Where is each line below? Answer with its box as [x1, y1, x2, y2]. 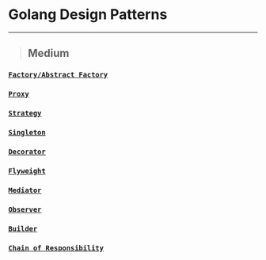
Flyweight [8, 166, 46, 175]
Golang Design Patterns [8, 6, 168, 24]
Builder [8, 224, 38, 233]
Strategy [8, 109, 42, 118]
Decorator [8, 147, 46, 156]
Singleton [8, 128, 46, 138]
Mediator [8, 186, 42, 194]
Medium [27, 47, 70, 60]
